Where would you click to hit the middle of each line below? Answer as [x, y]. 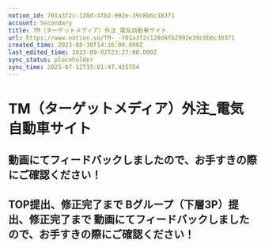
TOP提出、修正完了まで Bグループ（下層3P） [118, 204]
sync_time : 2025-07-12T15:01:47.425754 [74, 67]
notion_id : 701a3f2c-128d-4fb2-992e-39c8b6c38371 [92, 15]
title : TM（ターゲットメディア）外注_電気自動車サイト [88, 30]
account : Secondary [40, 23]
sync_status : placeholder [51, 60]
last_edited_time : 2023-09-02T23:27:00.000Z [83, 52]
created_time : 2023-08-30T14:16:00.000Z [76, 45]
